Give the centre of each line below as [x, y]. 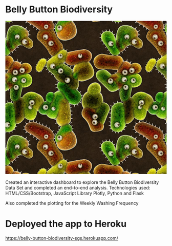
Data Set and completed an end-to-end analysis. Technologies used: [78, 188]
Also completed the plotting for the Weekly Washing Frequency [72, 203]
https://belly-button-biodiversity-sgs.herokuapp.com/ [62, 238]
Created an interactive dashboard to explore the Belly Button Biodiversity [82, 182]
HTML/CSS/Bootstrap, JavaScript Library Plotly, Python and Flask [75, 193]
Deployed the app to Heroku [66, 224]
